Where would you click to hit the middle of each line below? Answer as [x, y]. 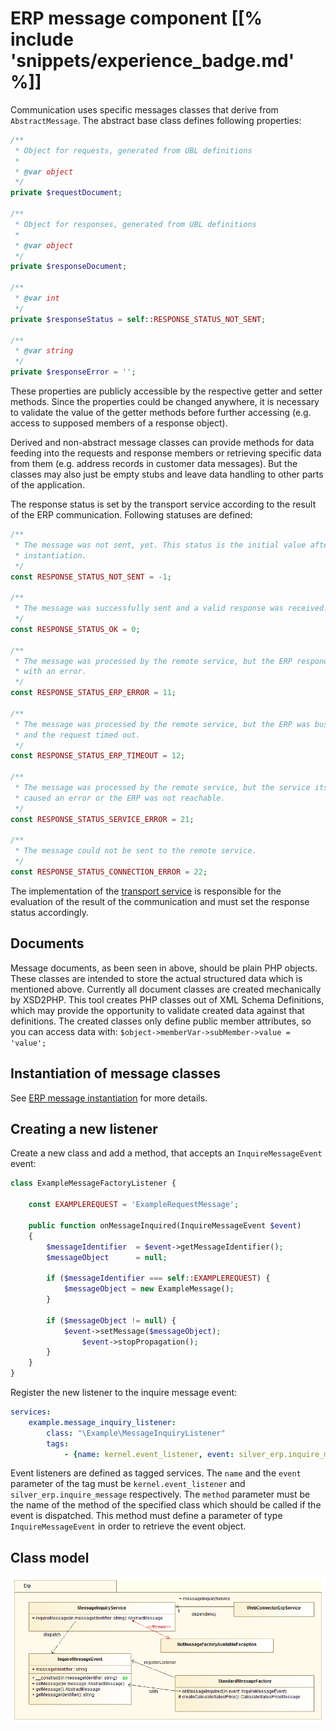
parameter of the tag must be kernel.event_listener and [128, 1484]
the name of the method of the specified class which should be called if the [166, 1505]
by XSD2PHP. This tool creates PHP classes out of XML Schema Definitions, [167, 999]
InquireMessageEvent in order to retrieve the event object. [128, 1526]
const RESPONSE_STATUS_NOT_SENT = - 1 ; [91, 577]
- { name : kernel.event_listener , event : [149, 1454]
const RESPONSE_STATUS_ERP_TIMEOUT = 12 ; [98, 756]
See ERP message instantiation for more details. [109, 1098]
